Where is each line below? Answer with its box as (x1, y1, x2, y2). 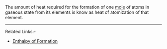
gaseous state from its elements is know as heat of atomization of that (5, 9, 149, 15)
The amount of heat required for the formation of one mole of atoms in (5, 4, 150, 10)
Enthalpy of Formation (12, 38, 58, 44)
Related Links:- (5, 29, 36, 34)
